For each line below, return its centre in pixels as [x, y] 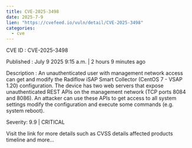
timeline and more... [30, 140]
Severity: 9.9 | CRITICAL [35, 122]
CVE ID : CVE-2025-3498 [37, 50]
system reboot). [25, 111]
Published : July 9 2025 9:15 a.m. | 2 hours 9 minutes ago [76, 62]
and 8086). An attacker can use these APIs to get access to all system [91, 98]
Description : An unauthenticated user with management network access [95, 73]
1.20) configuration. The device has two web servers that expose [85, 85]
